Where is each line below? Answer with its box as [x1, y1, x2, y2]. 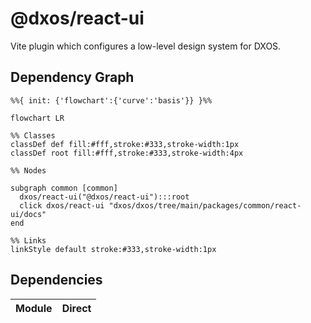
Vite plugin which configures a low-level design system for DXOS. [10, 40, 282, 52]
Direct [61, 301, 92, 315]
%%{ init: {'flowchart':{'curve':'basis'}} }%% [10, 95, 213, 106]
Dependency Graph [10, 69, 135, 86]
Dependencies [10, 272, 103, 289]
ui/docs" [10, 209, 47, 219]
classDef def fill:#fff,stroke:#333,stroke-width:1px [10, 139, 240, 149]
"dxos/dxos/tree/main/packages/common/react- [108, 200, 302, 211]
